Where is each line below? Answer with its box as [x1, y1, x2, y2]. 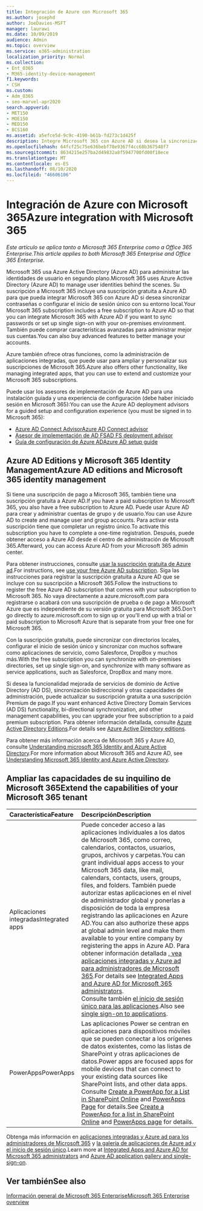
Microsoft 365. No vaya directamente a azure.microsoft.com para [6, 592, 169, 599]
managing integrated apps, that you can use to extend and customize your [6, 369, 192, 377]
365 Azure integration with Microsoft [6, 211, 193, 224]
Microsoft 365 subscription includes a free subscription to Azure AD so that [6, 307, 195, 314]
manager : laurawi [6, 25, 50, 32]
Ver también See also [6, 1176, 86, 1186]
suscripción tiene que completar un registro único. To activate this [6, 522, 170, 530]
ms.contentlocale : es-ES [6, 161, 69, 167]
